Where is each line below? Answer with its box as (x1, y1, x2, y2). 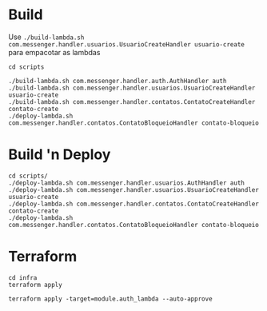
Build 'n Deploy (8, 146, 111, 164)
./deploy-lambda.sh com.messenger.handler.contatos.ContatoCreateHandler (8, 200, 260, 208)
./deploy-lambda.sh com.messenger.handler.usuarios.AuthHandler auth (8, 178, 245, 187)
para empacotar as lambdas (8, 47, 101, 57)
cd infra (8, 273, 38, 281)
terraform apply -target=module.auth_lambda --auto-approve (8, 294, 213, 303)
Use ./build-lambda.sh (8, 32, 85, 42)
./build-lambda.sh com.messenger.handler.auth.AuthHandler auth (8, 77, 227, 85)
